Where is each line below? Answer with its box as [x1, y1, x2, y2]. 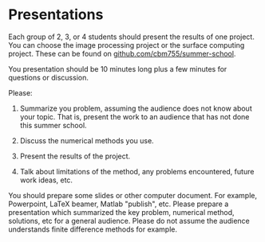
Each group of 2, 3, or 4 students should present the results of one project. [8, 32, 255, 41]
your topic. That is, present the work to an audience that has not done [19, 111, 250, 121]
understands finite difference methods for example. [8, 224, 178, 234]
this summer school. [19, 120, 87, 130]
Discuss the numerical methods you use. [19, 135, 154, 145]
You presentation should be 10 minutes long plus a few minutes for [8, 64, 227, 73]
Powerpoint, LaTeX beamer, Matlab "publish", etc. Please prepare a [8, 199, 229, 209]
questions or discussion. [8, 72, 89, 82]
